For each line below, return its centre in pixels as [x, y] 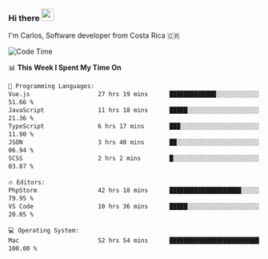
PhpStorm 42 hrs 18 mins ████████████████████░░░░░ [134, 191]
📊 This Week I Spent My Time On [65, 67]
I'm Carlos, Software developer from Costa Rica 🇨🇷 [94, 35]
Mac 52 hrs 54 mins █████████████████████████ [134, 241]
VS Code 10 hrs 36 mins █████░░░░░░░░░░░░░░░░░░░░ [134, 207]
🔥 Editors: [27, 183]
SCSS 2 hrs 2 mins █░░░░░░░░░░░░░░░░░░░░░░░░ [134, 159]
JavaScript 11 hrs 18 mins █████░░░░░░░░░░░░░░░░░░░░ [134, 111]
